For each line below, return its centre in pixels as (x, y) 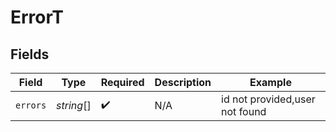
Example (270, 82)
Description (183, 82)
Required (122, 82)
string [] (74, 105)
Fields (30, 54)
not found (244, 111)
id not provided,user (268, 99)
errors (31, 105)
